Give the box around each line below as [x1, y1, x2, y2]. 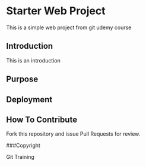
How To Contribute [6, 114, 78, 124]
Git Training [6, 154, 34, 161]
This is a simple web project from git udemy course [6, 24, 132, 31]
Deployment [6, 94, 53, 105]
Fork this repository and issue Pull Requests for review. [6, 130, 141, 137]
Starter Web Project [6, 4, 106, 18]
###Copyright [6, 142, 40, 149]
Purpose [6, 74, 39, 84]
